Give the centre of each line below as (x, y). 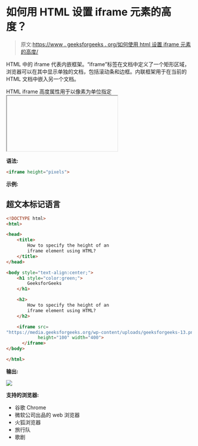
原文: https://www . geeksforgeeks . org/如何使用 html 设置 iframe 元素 (106, 44)
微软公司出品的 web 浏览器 (47, 415)
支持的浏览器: (23, 395)
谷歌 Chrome (30, 407)
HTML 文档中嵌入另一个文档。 (43, 79)
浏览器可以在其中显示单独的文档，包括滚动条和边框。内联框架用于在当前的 (96, 71)
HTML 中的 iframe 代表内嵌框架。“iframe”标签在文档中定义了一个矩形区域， (98, 64)
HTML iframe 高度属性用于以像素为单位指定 (59, 91)
